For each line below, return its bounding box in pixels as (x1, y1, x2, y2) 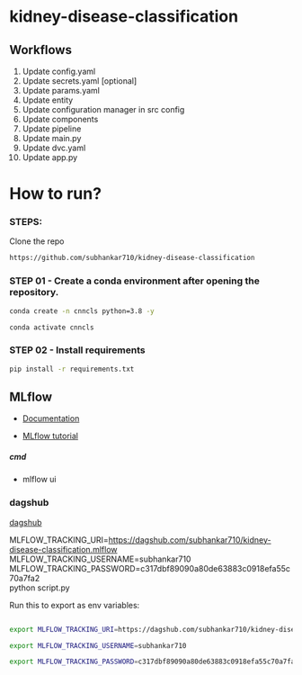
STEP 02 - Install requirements (9, 344, 146, 356)
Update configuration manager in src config (22, 104, 185, 114)
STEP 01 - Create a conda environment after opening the (9, 274, 261, 287)
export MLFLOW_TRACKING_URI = (9, 625, 119, 634)
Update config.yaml (22, 66, 96, 76)
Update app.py (22, 152, 78, 163)
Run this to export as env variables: (9, 599, 140, 610)
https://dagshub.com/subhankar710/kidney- (108, 534, 271, 545)
